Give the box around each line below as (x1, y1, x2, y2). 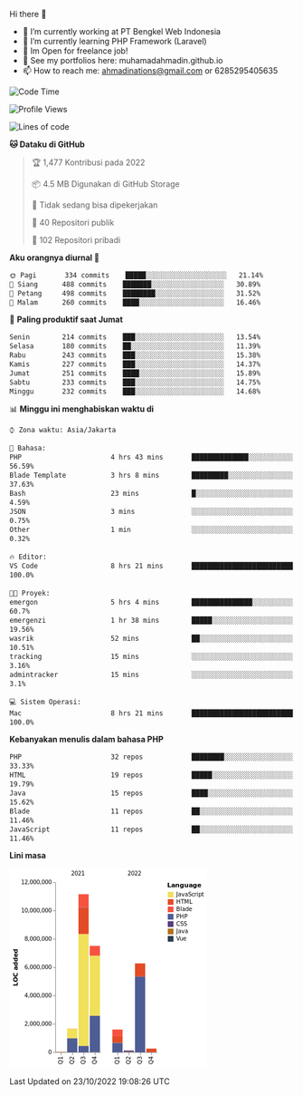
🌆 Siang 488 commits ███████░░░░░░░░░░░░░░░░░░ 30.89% (9, 280, 260, 289)
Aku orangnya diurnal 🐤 (9, 252, 99, 263)
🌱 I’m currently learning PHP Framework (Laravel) (22, 36, 207, 46)
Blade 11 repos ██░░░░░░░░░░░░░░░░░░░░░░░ (9, 807, 294, 816)
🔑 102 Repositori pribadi (31, 235, 121, 245)
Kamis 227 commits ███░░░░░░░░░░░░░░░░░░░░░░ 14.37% (9, 360, 260, 369)
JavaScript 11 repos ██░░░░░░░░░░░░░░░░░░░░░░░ (9, 825, 294, 834)
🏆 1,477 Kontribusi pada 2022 (31, 157, 146, 168)
